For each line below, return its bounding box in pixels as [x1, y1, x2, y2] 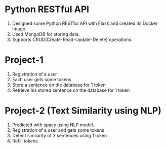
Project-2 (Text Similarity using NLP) [5, 105, 161, 117]
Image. [12, 25, 27, 31]
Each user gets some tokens [12, 76, 72, 82]
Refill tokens [12, 138, 38, 144]
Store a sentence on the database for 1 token [12, 82, 106, 88]
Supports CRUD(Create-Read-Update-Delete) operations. [12, 36, 133, 43]
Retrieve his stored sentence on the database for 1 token [12, 87, 130, 93]
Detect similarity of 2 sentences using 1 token [12, 132, 107, 138]
